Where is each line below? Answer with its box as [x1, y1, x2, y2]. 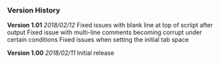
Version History [7, 5, 60, 15]
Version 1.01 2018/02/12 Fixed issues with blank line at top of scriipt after [7, 21, 213, 29]
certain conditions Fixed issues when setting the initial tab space [7, 36, 189, 44]
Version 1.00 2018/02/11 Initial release [7, 49, 115, 57]
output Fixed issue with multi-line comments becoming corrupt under [7, 28, 202, 36]
